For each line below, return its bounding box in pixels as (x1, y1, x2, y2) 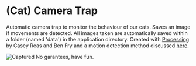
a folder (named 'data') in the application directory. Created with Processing (6, 36, 190, 43)
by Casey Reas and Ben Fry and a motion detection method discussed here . (6, 42, 189, 49)
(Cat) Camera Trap (6, 4, 98, 18)
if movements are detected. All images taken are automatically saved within (6, 29, 188, 36)
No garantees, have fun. (36, 53, 94, 60)
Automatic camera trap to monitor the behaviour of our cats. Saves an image (6, 23, 191, 30)
